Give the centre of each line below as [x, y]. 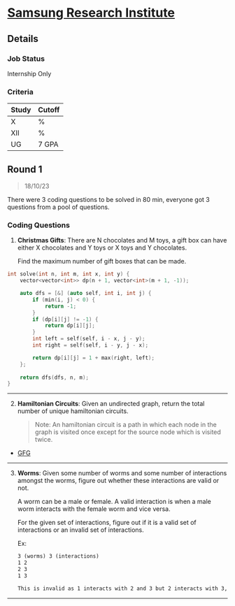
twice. [44, 440]
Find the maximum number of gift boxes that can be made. [102, 261]
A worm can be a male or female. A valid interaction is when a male [114, 502]
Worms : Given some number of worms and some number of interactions [122, 473]
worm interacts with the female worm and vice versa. [94, 509]
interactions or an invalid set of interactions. [81, 530]
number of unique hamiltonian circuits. [73, 411]
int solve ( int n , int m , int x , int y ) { [69, 274]
